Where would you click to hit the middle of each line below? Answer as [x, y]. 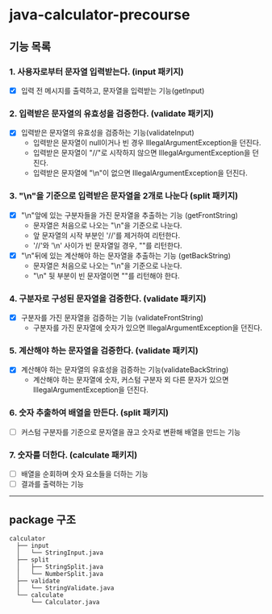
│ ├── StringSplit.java [60, 567]
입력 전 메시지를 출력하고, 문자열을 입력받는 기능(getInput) [113, 90]
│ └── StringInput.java [60, 553]
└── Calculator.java [65, 603]
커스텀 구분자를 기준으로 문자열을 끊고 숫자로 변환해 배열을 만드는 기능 [131, 432]
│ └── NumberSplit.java [60, 574]
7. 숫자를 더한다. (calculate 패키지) [73, 455]
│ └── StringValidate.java [65, 588]
